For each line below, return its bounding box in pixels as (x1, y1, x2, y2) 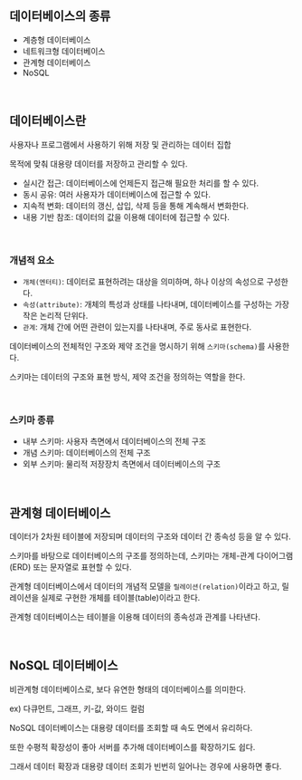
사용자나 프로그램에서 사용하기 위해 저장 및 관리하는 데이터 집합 (9, 139, 232, 149)
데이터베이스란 (9, 113, 87, 129)
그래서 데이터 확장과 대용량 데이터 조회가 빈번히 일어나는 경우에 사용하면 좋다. (9, 760, 282, 772)
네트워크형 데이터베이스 (22, 45, 106, 56)
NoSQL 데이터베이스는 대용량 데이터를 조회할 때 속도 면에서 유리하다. (9, 722, 253, 733)
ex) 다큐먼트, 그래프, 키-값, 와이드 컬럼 (9, 703, 146, 714)
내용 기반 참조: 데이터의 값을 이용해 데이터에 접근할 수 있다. (22, 211, 231, 222)
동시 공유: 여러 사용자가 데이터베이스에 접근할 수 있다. (22, 188, 211, 199)
